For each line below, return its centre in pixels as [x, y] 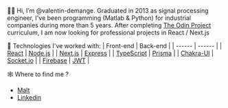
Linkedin [29, 97]
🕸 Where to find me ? [38, 74]
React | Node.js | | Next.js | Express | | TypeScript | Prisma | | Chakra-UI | [111, 53]
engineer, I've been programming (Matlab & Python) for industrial [99, 18]
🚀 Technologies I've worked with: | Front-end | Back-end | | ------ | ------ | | [114, 46]
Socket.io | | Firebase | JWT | [48, 61]
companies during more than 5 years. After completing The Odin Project [109, 25]
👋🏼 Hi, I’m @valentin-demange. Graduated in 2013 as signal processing [108, 11]
